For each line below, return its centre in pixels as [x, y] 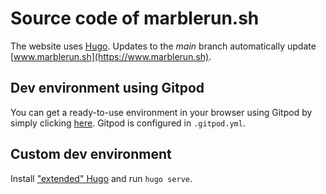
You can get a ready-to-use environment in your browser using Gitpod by [161, 112]
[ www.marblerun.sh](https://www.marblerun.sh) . [111, 56]
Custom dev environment [91, 154]
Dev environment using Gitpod [107, 88]
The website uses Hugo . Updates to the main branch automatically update [163, 46]
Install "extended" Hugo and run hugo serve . [101, 178]
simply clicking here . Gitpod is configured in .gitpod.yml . [128, 123]
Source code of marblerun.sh [135, 18]
